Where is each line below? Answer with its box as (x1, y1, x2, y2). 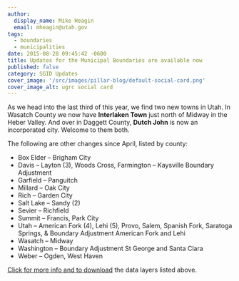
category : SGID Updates (7, 70, 78, 77)
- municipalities (14, 44, 66, 51)
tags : (7, 30, 24, 38)
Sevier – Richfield (17, 206, 69, 215)
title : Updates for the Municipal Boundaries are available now (7, 57, 203, 64)
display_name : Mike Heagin (14, 17, 94, 24)
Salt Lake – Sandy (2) (17, 199, 81, 208)
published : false (7, 63, 59, 71)
